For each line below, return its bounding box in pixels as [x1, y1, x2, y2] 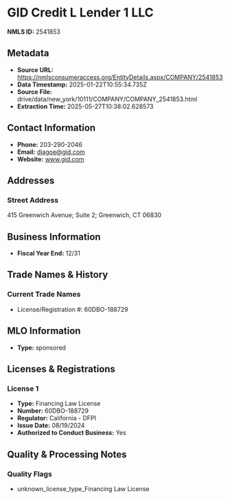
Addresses [7, 174, 55, 186]
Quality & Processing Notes [7, 448, 127, 460]
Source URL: [16, 65, 54, 73]
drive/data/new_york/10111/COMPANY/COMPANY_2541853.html [16, 95, 198, 103]
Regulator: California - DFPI [16, 414, 96, 422]
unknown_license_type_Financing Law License [16, 484, 150, 492]
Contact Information [7, 122, 96, 134]
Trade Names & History [7, 269, 108, 281]
